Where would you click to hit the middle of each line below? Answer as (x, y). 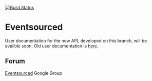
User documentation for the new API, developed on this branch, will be (76, 40)
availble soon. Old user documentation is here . (52, 46)
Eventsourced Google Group (34, 73)
